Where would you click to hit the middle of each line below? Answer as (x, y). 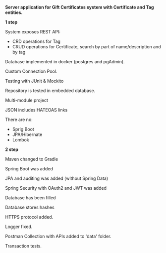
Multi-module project (27, 100)
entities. (14, 12)
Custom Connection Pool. (31, 71)
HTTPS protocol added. (29, 217)
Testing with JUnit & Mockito (34, 81)
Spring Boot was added (29, 169)
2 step (12, 149)
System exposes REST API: (33, 32)
